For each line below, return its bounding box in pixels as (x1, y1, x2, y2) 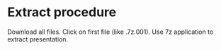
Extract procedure (7, 4, 117, 20)
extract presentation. (7, 35, 69, 43)
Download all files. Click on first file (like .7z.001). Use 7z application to (7, 27, 214, 36)
